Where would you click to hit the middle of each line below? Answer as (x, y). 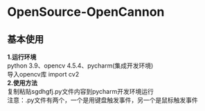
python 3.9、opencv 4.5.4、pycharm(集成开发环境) (80, 65)
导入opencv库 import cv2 (43, 74)
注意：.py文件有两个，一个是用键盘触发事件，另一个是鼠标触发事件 (103, 100)
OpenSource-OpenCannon (86, 12)
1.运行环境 (22, 57)
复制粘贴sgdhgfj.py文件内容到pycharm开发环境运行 (80, 91)
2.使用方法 (23, 83)
